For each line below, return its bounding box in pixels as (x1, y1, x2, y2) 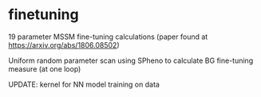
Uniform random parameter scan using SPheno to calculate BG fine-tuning (8, 56, 254, 65)
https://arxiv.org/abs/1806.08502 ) (8, 40, 120, 49)
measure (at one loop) (8, 64, 81, 73)
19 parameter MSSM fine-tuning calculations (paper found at (8, 32, 208, 41)
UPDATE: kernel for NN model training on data (8, 80, 160, 89)
